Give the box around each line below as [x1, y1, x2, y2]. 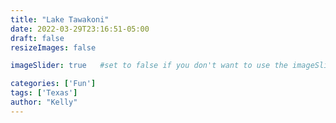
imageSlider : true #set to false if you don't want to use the [10, 61, 288, 71]
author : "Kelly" [10, 97, 78, 107]
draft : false [10, 33, 65, 43]
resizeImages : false [10, 42, 97, 53]
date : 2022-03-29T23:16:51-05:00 [10, 24, 150, 34]
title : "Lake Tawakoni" [10, 14, 110, 25]
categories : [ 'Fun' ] [10, 79, 97, 89]
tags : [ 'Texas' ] [10, 88, 78, 98]
